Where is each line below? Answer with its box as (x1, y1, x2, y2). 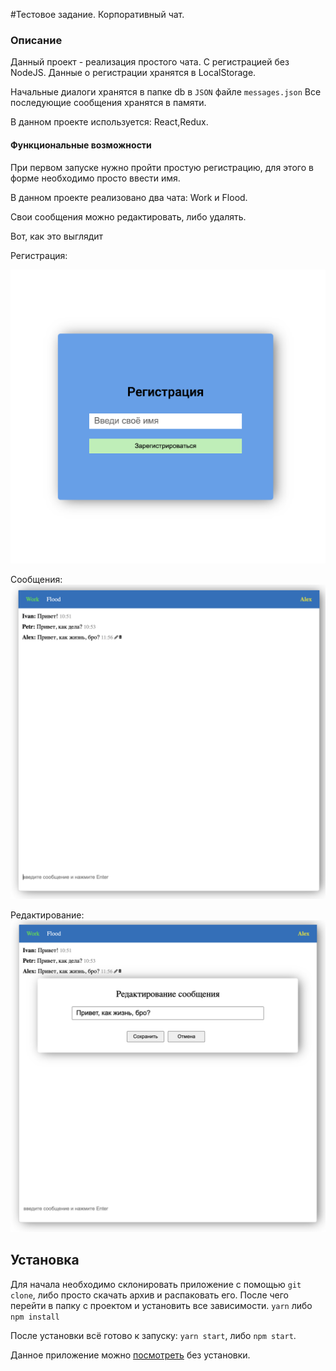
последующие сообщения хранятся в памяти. (10, 97, 207, 109)
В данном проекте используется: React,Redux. (10, 116, 209, 128)
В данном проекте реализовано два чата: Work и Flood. (10, 191, 248, 203)
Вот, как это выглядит (10, 230, 104, 242)
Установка (10, 1252, 80, 1269)
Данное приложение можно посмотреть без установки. (10, 1349, 251, 1361)
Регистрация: (10, 249, 68, 261)
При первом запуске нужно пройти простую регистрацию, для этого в (10, 161, 314, 173)
